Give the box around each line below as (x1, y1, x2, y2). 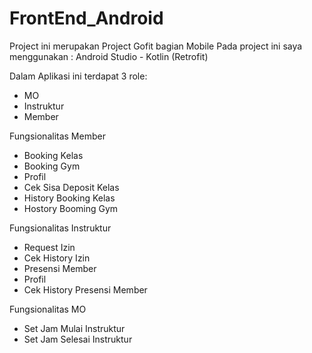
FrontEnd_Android (9, 7, 164, 30)
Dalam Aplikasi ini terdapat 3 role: (9, 70, 148, 82)
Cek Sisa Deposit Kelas (23, 181, 120, 193)
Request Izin (23, 241, 76, 253)
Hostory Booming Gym (23, 202, 119, 214)
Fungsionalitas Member (9, 130, 106, 142)
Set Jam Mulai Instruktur (23, 322, 126, 334)
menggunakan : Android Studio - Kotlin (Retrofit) (9, 50, 209, 62)
